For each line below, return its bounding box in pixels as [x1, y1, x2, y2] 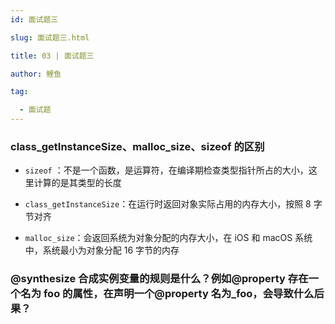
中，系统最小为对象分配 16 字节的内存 [24, 244, 180, 256]
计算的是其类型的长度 [33, 177, 122, 189]
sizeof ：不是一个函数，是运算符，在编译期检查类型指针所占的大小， [24, 164, 309, 176]
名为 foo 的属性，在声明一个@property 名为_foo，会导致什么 [20, 287, 315, 301]
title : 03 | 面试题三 [10, 51, 95, 61]
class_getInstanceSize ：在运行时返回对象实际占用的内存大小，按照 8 [24, 198, 312, 210]
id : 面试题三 [10, 14, 59, 25]
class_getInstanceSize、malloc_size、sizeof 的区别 [10, 139, 265, 153]
